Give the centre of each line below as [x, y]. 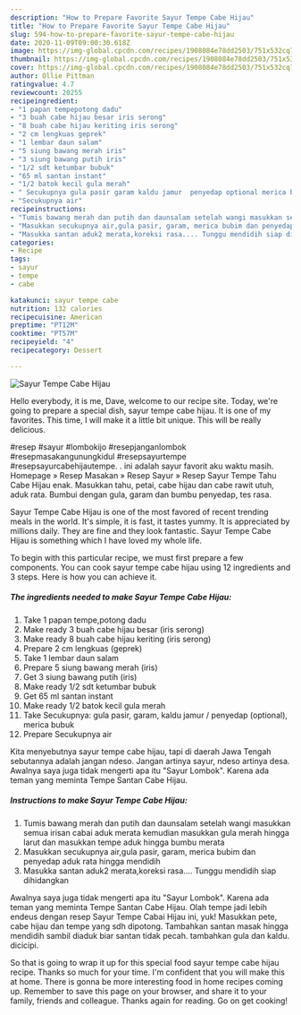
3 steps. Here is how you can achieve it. [84, 576]
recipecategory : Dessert [56, 350]
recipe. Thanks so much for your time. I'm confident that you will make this [147, 972]
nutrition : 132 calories [56, 309]
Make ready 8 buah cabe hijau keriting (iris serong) [117, 639]
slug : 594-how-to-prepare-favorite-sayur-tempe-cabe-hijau [122, 34]
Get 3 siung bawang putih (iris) [80, 676]
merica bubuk [49, 724]
